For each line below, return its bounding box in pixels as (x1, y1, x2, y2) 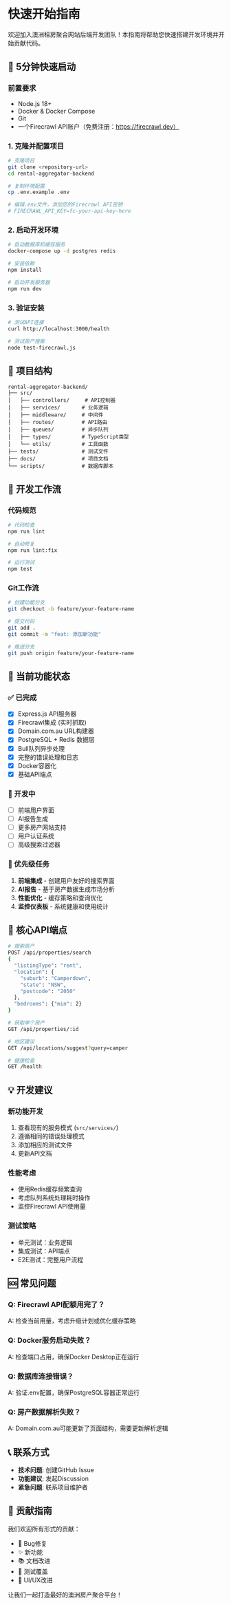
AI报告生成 (17, 815, 49, 823)
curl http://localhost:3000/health (8, 325, 110, 332)
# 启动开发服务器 (8, 279, 50, 286)
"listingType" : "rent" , (14, 962, 82, 969)
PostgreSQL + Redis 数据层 (17, 736, 95, 744)
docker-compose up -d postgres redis (8, 248, 116, 255)
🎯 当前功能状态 (8, 670, 71, 682)
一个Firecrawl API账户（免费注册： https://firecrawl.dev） (17, 122, 179, 131)
